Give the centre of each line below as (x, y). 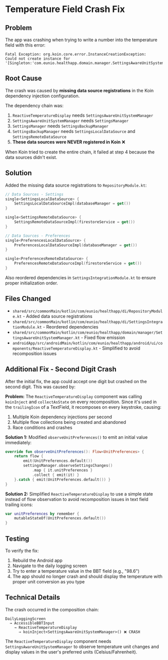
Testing (17, 538)
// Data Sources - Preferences (38, 236)
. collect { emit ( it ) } (55, 475)
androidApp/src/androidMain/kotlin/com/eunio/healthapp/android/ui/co (87, 343)
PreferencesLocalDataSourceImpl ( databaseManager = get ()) (76, 245)
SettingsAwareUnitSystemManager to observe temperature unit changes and (82, 646)
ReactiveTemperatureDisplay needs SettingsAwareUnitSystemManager (83, 115)
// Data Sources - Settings (34, 194)
